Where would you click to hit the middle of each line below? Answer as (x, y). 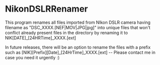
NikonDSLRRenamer (46, 9)
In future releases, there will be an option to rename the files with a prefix (78, 47)
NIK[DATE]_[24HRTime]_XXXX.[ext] (41, 38)
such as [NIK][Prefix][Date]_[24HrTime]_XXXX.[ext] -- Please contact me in (80, 52)
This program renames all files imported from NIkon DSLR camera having (78, 22)
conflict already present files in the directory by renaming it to (66, 32)
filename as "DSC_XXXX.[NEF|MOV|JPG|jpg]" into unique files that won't (78, 27)
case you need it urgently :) (32, 57)
